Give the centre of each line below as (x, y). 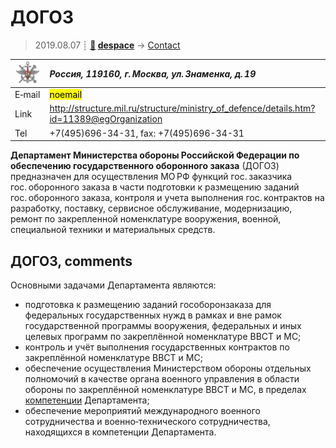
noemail (66, 95)
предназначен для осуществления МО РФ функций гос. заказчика (151, 177)
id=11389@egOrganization (106, 119)
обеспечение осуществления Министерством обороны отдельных (168, 368)
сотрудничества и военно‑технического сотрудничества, (147, 421)
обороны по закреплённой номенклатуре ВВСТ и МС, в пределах (165, 389)
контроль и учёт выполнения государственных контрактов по (157, 347)
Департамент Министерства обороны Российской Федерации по (155, 155)
